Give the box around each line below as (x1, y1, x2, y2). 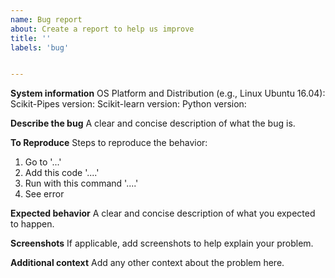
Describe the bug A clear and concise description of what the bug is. (10, 117, 296, 130)
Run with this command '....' (24, 177, 139, 190)
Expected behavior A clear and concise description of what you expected (10, 207, 316, 220)
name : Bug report (10, 14, 83, 25)
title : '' (10, 33, 52, 43)
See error (24, 188, 65, 200)
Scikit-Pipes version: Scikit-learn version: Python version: (10, 98, 247, 110)
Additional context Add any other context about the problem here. (10, 257, 285, 269)
